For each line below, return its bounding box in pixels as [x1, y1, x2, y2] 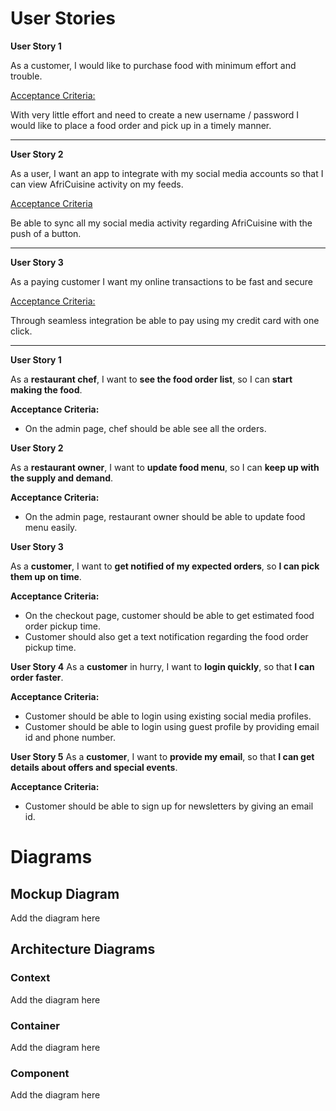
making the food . [10, 383, 83, 396]
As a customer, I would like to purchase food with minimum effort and [10, 59, 297, 71]
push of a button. [10, 227, 82, 239]
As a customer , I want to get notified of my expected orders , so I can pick [10, 560, 320, 572]
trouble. [10, 70, 43, 82]
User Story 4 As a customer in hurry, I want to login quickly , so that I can [10, 660, 315, 672]
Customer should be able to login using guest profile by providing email [24, 720, 320, 732]
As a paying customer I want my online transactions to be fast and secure [10, 275, 313, 287]
